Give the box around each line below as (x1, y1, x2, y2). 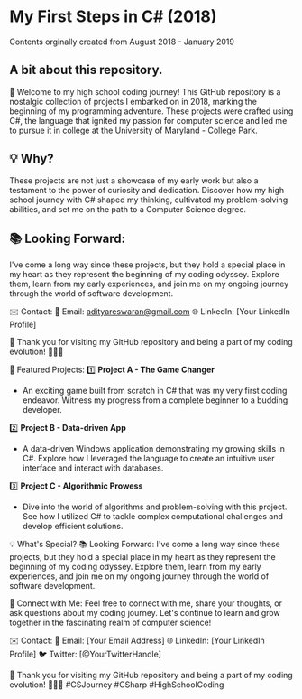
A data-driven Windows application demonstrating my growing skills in (22, 443, 286, 454)
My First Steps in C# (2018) (9, 6, 217, 27)
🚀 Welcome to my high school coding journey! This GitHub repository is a (9, 86, 281, 97)
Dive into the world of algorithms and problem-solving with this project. (22, 501, 288, 512)
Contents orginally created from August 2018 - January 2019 (9, 36, 234, 47)
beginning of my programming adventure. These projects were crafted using (9, 106, 294, 116)
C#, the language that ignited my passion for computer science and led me (9, 115, 288, 126)
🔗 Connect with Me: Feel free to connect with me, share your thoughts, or (9, 598, 282, 609)
